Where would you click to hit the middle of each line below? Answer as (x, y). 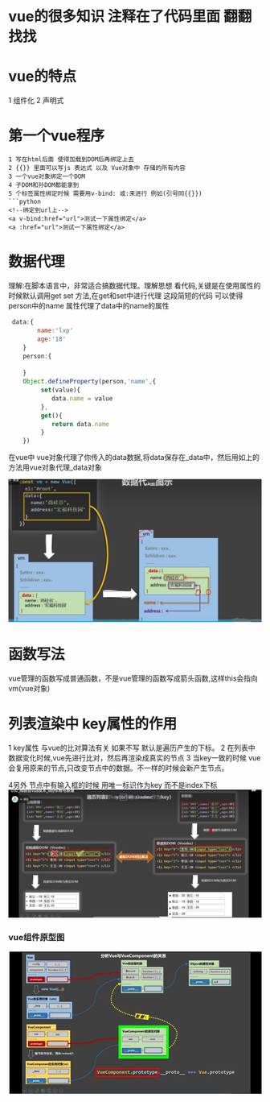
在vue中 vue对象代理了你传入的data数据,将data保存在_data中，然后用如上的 (134, 458)
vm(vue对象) (29, 689)
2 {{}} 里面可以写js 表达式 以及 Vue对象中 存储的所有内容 (97, 168)
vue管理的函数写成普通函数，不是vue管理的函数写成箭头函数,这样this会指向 (133, 678)
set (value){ (61, 390)
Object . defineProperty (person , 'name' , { (90, 382)
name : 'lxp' (55, 330)
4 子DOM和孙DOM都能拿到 (44, 185)
